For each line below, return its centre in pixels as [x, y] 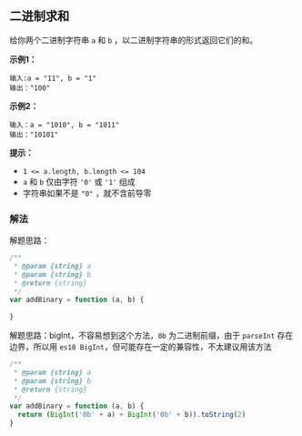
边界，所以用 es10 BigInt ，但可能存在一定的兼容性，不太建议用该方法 [141, 347]
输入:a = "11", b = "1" [53, 78]
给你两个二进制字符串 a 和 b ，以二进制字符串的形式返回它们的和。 [134, 40]
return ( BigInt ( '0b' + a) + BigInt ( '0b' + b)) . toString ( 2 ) [132, 415]
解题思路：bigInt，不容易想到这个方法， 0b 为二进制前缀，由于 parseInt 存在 [151, 336]
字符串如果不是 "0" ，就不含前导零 [87, 193]
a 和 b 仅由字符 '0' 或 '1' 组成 [79, 181]
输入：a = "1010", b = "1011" [65, 125]
